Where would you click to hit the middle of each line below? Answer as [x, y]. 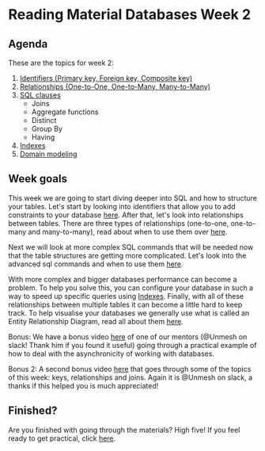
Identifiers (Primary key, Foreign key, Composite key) [106, 78]
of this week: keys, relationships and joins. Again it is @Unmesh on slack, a [131, 377]
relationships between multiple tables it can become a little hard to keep [125, 304]
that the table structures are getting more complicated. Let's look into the [127, 255]
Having [43, 137]
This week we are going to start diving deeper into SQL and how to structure [132, 198]
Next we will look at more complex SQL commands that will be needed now [131, 247]
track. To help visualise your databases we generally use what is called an [129, 313]
